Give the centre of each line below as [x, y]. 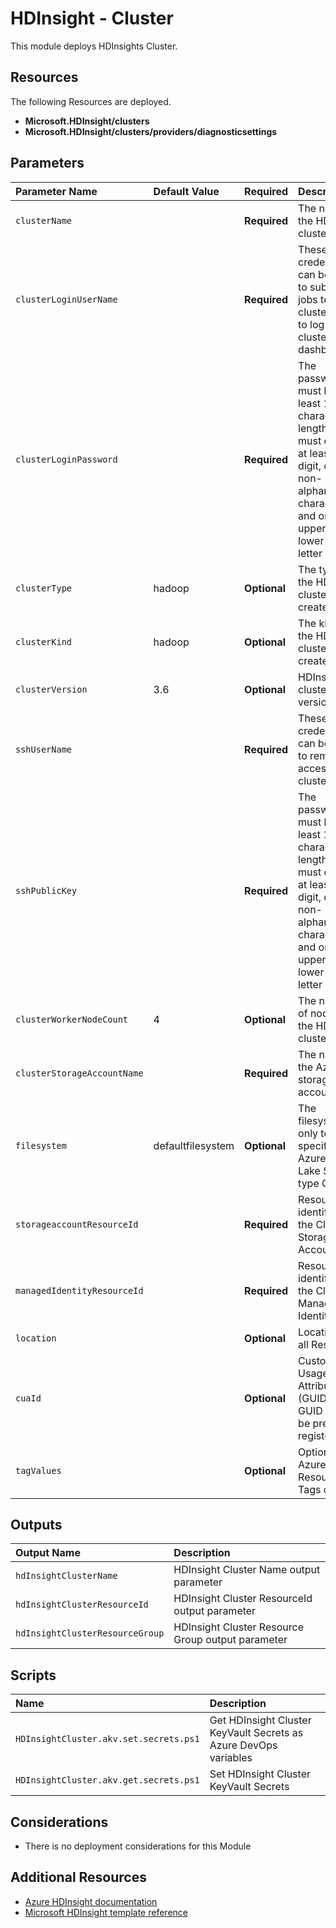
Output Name [48, 1553]
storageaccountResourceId [77, 1224]
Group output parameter [230, 1640]
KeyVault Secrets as [256, 1733]
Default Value [186, 191]
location [36, 1338]
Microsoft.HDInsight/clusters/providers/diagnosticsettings [151, 131]
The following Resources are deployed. [91, 101]
